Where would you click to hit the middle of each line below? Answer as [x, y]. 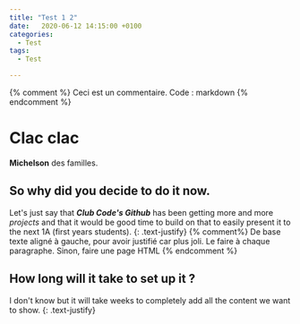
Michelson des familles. [54, 163]
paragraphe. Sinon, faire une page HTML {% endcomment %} [124, 251]
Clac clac [44, 138]
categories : [31, 34]
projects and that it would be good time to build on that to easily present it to [150, 222]
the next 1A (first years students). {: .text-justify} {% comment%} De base [145, 231]
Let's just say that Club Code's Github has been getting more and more [141, 212]
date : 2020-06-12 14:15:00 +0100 [76, 26]
